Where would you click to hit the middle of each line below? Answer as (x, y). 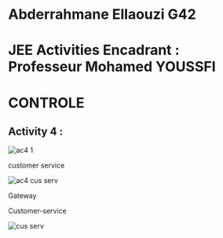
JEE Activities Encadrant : (94, 50)
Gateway (22, 196)
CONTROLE (46, 103)
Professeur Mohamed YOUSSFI (112, 67)
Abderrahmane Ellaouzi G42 (102, 14)
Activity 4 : (36, 131)
